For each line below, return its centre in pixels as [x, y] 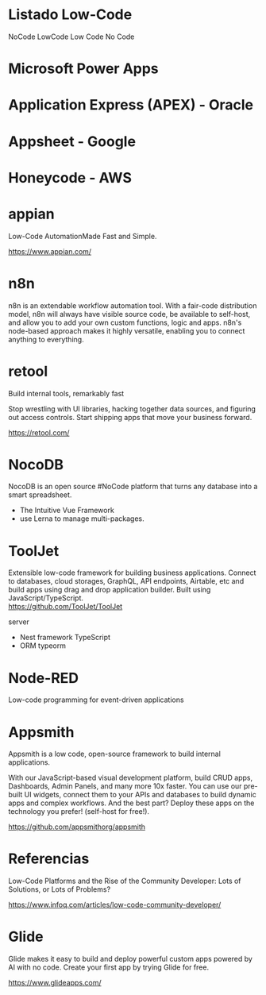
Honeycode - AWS [70, 177]
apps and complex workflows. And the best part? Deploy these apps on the [131, 803]
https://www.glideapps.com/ [55, 983]
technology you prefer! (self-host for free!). [79, 812]
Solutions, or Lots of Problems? [60, 889]
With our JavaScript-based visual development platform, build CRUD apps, [131, 778]
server [19, 622]
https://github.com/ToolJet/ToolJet [66, 607]
